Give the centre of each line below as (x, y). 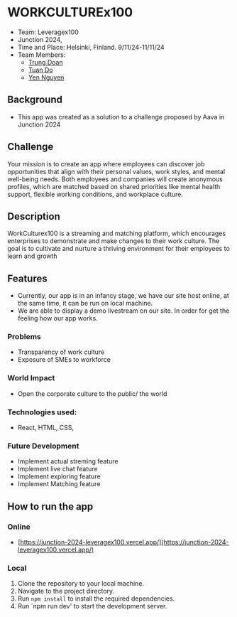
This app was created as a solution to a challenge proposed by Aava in (121, 117)
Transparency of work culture (61, 352)
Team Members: (42, 55)
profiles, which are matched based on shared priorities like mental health (114, 186)
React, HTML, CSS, (46, 428)
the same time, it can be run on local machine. (85, 304)
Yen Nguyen (46, 77)
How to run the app (50, 506)
